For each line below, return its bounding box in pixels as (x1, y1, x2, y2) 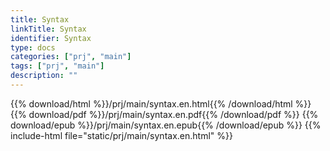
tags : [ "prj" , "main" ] (10, 61, 105, 71)
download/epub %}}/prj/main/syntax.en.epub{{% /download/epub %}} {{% (10, 119, 322, 131)
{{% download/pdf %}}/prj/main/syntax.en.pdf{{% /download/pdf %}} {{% (10, 108, 319, 120)
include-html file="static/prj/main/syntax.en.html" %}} (10, 129, 233, 141)
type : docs (10, 42, 56, 53)
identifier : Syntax (10, 33, 92, 43)
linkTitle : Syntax (10, 24, 87, 34)
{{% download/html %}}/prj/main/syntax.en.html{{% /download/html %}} (10, 97, 312, 110)
